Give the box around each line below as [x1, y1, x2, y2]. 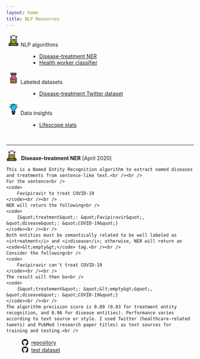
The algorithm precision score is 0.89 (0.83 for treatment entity [6, 304, 177, 310]
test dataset [31, 346, 61, 354]
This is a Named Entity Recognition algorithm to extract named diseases [6, 167, 193, 173]
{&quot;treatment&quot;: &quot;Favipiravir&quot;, [17, 214, 145, 220]
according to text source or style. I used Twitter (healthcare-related [6, 316, 190, 322]
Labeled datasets [20, 78, 63, 86]
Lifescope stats [39, 121, 77, 128]
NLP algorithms [20, 41, 58, 48]
